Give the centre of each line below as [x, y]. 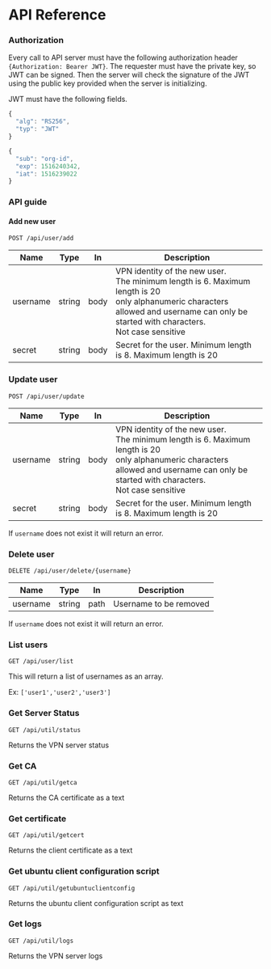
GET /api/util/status [45, 730]
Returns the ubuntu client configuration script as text [96, 903]
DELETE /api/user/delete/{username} [70, 571]
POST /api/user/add [41, 239]
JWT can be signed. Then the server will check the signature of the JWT [129, 75]
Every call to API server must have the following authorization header [123, 57]
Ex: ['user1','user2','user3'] [60, 692]
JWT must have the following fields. [68, 99]
